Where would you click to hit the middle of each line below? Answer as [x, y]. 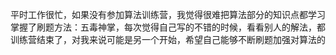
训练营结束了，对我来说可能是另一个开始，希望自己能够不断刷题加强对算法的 [168, 39]
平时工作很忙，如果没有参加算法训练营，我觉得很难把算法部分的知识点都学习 [168, 14]
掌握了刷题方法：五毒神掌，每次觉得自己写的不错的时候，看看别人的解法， [163, 27]
